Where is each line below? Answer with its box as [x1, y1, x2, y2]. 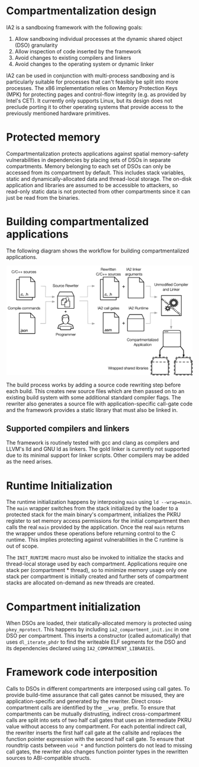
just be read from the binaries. [6, 194, 80, 201]
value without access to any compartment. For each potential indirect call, [6, 723, 187, 730]
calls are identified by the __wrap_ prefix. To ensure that [40, 704, 176, 711]
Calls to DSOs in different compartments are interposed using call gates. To [6, 685, 191, 692]
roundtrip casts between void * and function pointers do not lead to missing [6, 742, 192, 749]
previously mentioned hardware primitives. [6, 110, 111, 117]
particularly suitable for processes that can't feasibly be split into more [6, 78, 179, 85]
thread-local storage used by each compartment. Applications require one [6, 560, 188, 567]
